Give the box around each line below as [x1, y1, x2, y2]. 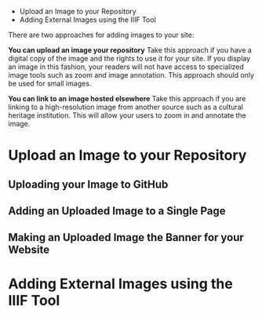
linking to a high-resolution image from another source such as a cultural [8, 102, 243, 111]
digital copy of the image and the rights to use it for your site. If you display [8, 54, 251, 63]
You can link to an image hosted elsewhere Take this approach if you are [8, 94, 246, 103]
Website [8, 243, 49, 257]
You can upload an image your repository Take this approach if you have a [8, 46, 253, 54]
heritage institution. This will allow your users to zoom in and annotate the [8, 111, 247, 120]
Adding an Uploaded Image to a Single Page [8, 204, 226, 217]
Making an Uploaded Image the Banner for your [8, 231, 245, 244]
